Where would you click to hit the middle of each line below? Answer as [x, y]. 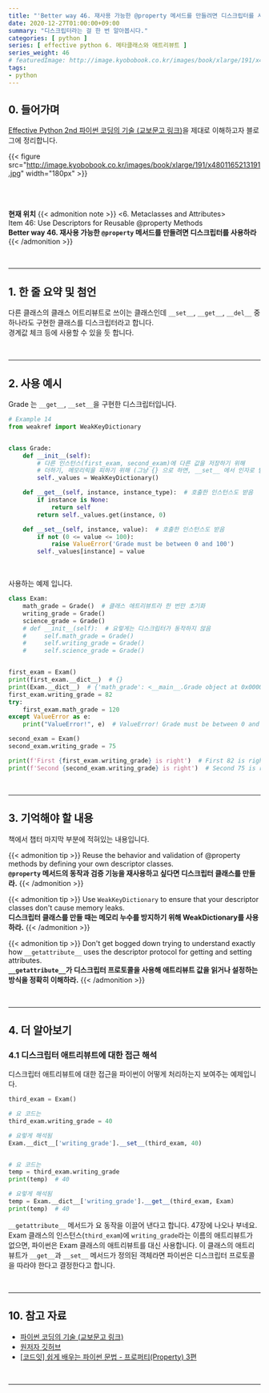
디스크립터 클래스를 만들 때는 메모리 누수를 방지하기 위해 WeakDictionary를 [126, 917]
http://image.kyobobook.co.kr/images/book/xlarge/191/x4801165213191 [144, 165]
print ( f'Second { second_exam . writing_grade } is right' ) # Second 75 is [132, 768]
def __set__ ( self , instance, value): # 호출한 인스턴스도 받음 [124, 529]
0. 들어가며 [34, 110]
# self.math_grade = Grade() [78, 636]
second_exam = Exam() [44, 739]
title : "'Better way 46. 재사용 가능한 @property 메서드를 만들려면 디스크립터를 [131, 16]
